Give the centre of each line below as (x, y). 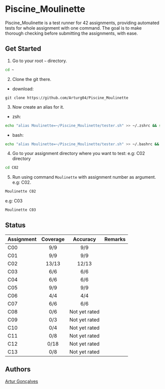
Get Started (23, 49)
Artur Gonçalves (22, 381)
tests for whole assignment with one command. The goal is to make (73, 28)
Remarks (115, 239)
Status (15, 225)
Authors (18, 370)
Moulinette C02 (21, 192)
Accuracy (84, 239)
